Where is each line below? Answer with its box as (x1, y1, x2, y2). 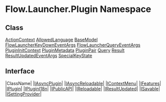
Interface (5, 67, 35, 75)
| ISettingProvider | (5, 91, 42, 97)
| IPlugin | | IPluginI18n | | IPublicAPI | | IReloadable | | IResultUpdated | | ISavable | (5, 85, 160, 91)
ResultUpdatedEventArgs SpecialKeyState (5, 52, 93, 58)
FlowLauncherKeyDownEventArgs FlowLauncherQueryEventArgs (5, 42, 141, 48)
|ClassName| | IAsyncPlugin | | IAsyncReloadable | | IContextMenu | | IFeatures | (5, 80, 161, 86)
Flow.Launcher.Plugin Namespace (5, 3, 151, 15)
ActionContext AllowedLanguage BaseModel (5, 36, 98, 42)
